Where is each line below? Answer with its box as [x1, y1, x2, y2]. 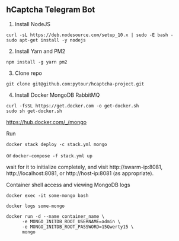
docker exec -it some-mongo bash [6, 192, 89, 198]
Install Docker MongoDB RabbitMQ [14, 91, 100, 99]
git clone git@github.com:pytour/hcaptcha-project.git [6, 81, 145, 87]
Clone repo [14, 69, 43, 77]
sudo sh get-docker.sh [6, 108, 62, 114]
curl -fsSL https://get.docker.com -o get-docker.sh [6, 103, 139, 109]
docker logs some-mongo [6, 203, 65, 209]
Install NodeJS [14, 20, 51, 27]
